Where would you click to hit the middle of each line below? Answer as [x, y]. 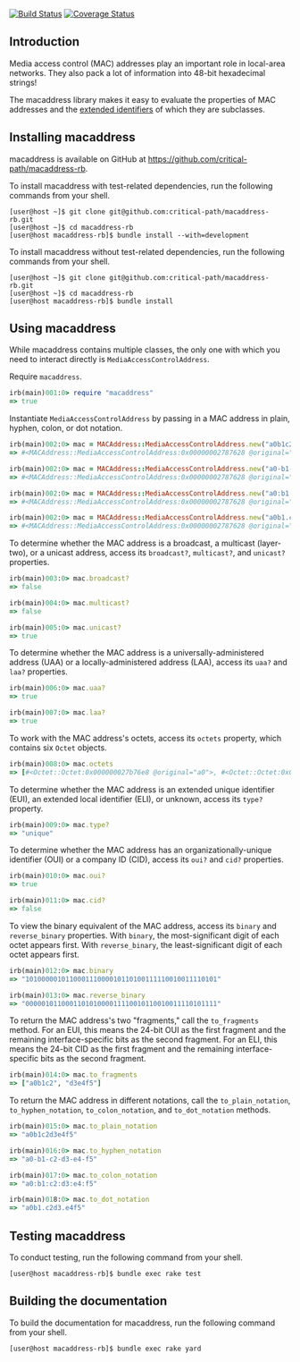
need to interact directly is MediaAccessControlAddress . [109, 360]
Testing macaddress [68, 1235]
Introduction [45, 42]
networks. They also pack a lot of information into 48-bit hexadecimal [137, 72]
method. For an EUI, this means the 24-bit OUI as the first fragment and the [148, 1030]
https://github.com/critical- [198, 159]
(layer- [269, 543]
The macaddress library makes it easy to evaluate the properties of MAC [143, 99]
